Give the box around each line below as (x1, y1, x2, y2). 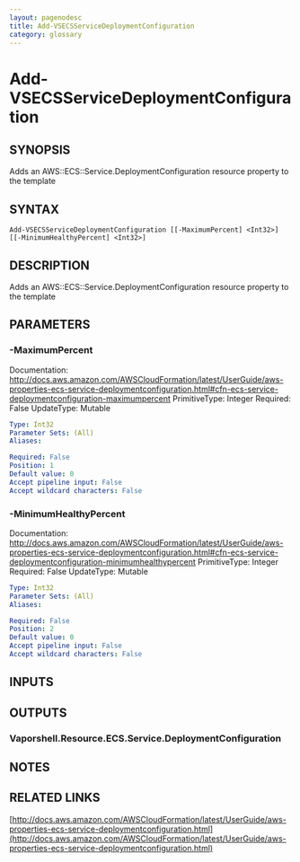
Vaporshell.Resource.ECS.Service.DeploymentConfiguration (9, 732, 281, 744)
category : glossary (9, 30, 83, 39)
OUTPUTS (9, 705, 67, 720)
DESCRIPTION (9, 258, 90, 273)
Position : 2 (9, 625, 54, 634)
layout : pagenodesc (9, 13, 83, 22)
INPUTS (9, 674, 54, 690)
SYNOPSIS (9, 142, 71, 157)
